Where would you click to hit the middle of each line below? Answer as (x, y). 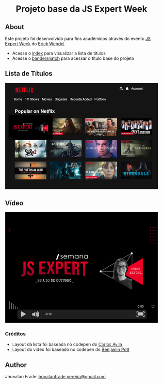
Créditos (15, 333)
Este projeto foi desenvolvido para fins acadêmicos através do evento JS (78, 38)
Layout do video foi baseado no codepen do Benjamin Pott (71, 349)
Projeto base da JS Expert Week (81, 9)
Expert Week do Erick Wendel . (35, 44)
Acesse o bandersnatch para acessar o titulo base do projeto (73, 58)
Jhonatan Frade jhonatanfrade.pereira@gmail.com (55, 376)
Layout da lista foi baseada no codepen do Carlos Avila (67, 345)
